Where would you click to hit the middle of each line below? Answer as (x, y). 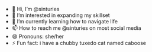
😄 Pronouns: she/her (38, 36)
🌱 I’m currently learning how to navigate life (65, 21)
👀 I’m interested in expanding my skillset (61, 15)
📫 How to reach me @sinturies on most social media (76, 28)
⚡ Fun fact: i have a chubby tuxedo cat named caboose (79, 43)
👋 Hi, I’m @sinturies (35, 9)
